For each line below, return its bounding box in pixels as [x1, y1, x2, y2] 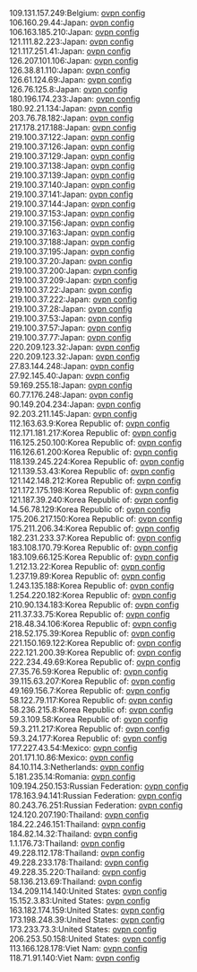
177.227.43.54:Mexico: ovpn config [9, 743, 138, 753]
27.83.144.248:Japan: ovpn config [9, 361, 134, 371]
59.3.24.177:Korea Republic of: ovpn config [9, 733, 167, 744]
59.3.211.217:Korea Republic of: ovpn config [9, 723, 170, 734]
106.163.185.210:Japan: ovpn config [9, 27, 140, 37]
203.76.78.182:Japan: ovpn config [9, 112, 134, 123]
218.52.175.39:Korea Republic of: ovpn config [9, 628, 176, 639]
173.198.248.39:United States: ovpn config [9, 915, 166, 924]
